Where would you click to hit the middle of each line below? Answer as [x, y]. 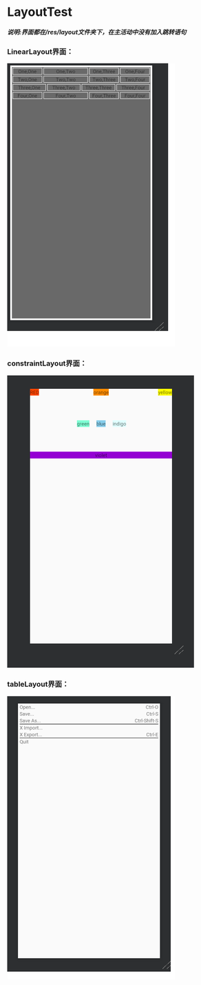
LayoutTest [40, 12]
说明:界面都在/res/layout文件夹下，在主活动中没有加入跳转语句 [97, 32]
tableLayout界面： [38, 685]
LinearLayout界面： [40, 51]
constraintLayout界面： [47, 363]
